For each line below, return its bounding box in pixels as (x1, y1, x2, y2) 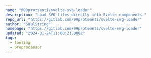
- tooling (10, 40, 31, 45)
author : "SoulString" (5, 21, 51, 27)
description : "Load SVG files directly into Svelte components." (5, 12, 146, 17)
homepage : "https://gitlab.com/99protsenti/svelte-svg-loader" (5, 26, 142, 31)
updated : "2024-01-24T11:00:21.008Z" (5, 31, 85, 36)
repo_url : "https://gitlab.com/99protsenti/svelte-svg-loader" (5, 17, 142, 22)
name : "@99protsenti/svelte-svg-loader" (5, 7, 93, 13)
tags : (5, 36, 17, 41)
